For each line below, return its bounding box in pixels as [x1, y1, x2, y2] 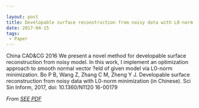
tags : [6, 30, 20, 36]
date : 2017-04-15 [6, 25, 49, 31]
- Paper [8, 36, 28, 42]
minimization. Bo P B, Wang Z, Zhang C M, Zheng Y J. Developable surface [6, 71, 190, 78]
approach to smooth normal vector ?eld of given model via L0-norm [6, 65, 173, 72]
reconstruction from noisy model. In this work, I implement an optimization [6, 59, 189, 66]
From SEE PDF [6, 96, 42, 103]
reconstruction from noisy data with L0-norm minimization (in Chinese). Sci [6, 78, 191, 85]
